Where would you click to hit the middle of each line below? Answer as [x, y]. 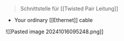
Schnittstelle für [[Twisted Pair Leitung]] [69, 9]
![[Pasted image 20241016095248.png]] [55, 31]
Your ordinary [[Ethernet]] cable [53, 20]
